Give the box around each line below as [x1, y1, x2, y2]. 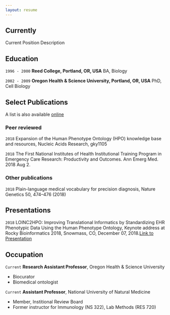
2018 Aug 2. [5, 162, 31, 168]
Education [5, 54, 39, 63]
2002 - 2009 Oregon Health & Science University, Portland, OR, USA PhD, [5, 78, 162, 84]
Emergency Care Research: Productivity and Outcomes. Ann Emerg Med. [5, 156, 159, 163]
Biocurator [12, 274, 35, 280]
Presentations [5, 206, 51, 215]
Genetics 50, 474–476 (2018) [5, 191, 66, 197]
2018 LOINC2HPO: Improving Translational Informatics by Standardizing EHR [5, 219, 165, 226]
